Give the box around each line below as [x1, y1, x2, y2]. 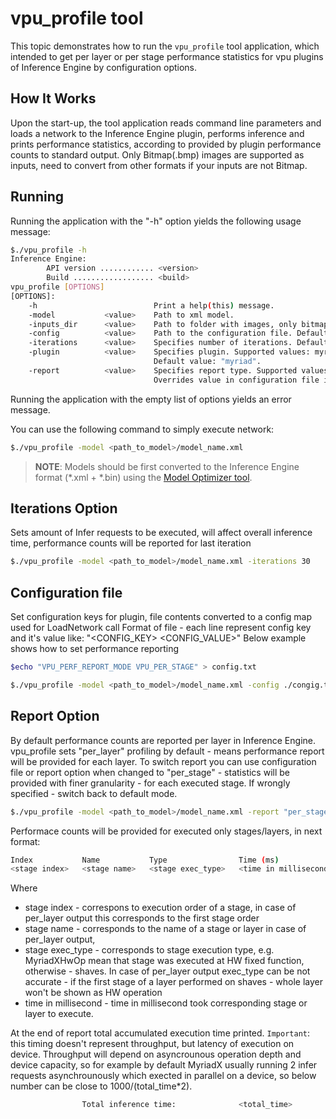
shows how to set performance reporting [10, 643, 180, 655]
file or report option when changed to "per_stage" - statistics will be [10, 766, 290, 778]
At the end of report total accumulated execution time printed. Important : [10, 1027, 311, 1039]
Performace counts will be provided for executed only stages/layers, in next [10, 825, 323, 837]
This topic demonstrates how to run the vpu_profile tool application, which [10, 40, 320, 52]
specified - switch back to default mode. [10, 787, 178, 799]
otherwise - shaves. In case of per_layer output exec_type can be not [24, 965, 311, 977]
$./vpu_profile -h [10, 245, 87, 255]
